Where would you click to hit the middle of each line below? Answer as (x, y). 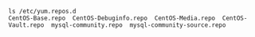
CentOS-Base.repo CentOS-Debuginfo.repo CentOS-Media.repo (112, 18)
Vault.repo (26, 25)
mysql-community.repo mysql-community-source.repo (138, 25)
